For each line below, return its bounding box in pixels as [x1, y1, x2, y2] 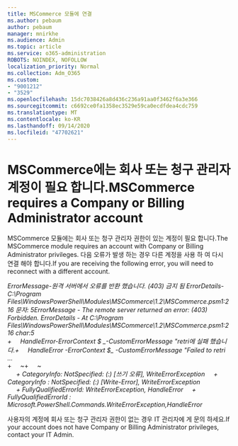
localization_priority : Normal [7, 63, 100, 70]
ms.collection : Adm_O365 [7, 69, 81, 76]
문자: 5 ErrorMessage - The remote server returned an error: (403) [15, 306, 208, 314]
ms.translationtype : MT [7, 109, 78, 116]
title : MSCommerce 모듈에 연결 [7, 10, 92, 18]
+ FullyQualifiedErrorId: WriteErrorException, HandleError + [16, 385, 196, 394]
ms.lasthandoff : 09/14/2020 [7, 122, 91, 130]
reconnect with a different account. [7, 267, 110, 276]
